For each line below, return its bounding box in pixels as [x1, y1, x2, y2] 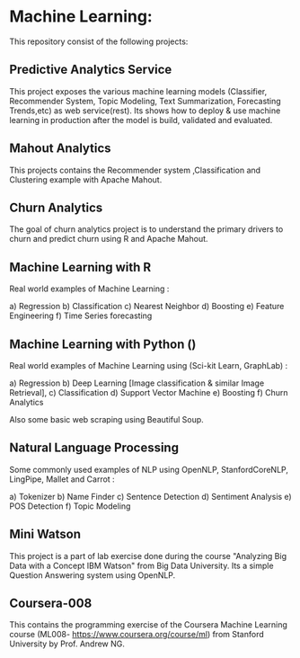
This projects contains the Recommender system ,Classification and [9, 164, 261, 175]
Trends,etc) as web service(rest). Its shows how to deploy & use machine [9, 105, 281, 116]
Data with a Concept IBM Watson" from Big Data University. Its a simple [9, 560, 274, 571]
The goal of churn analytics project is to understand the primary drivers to [9, 224, 284, 235]
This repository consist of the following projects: [9, 36, 189, 47]
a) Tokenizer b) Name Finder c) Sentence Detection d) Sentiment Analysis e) [9, 491, 292, 502]
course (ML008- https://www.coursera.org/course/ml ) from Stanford [9, 629, 265, 640]
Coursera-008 [9, 596, 93, 611]
